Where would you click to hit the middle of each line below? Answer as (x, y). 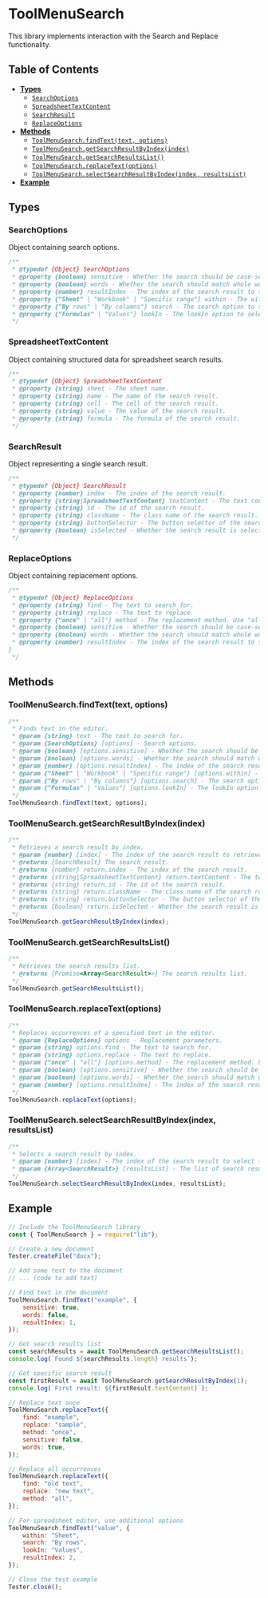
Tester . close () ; (35, 1587)
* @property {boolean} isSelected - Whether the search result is (124, 531)
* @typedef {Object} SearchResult (69, 486)
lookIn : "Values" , (53, 1550)
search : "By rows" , (55, 1543)
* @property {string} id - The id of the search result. (108, 508)
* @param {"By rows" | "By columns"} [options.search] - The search (128, 781)
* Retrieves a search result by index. (78, 847)
